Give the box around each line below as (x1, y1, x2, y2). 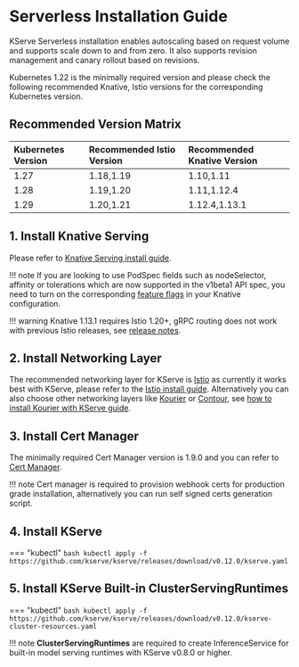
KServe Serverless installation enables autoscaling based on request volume (9, 36, 290, 46)
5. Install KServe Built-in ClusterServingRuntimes (9, 581, 289, 597)
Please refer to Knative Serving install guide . (9, 252, 172, 263)
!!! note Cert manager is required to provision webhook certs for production (9, 479, 285, 490)
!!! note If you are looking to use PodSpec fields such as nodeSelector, (9, 269, 267, 280)
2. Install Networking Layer (9, 350, 162, 366)
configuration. (9, 298, 61, 309)
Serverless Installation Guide (9, 6, 229, 27)
